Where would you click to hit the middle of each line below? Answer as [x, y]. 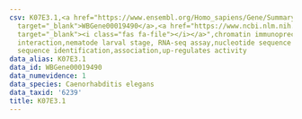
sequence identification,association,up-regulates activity [132, 51]
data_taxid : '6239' [46, 92]
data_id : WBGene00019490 [56, 68]
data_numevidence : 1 [48, 76]
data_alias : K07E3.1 [48, 59]
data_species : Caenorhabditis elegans [82, 84]
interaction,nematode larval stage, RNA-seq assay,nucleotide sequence [155, 42]
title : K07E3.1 [38, 101]
